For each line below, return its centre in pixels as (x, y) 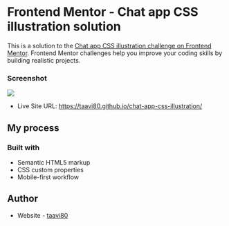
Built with (24, 147)
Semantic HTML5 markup (54, 162)
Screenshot (27, 78)
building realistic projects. (44, 60)
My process (33, 128)
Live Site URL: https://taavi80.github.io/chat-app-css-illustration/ (110, 106)
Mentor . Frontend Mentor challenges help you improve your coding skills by (115, 53)
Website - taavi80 (43, 215)
